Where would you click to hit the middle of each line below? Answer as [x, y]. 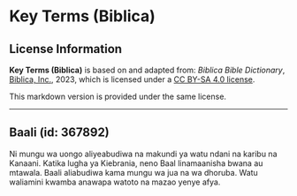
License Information [65, 49]
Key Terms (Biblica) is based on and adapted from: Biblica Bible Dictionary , [147, 70]
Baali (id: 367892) [60, 133]
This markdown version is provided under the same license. [118, 96]
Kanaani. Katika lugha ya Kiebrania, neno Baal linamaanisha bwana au [136, 163]
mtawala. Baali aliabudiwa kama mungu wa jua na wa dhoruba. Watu [133, 172]
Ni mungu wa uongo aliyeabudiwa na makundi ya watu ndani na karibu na [143, 154]
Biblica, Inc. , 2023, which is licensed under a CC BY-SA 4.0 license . [132, 79]
